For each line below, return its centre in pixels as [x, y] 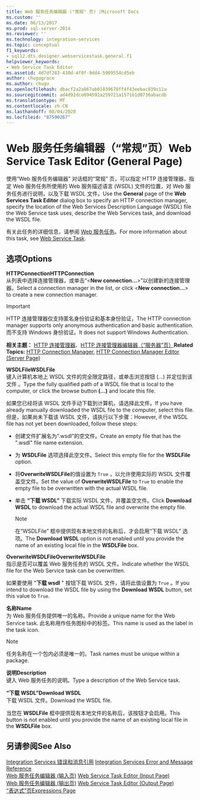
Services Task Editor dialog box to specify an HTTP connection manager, [97, 200]
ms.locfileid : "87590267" [38, 117]
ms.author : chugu [28, 84]
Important [18, 306]
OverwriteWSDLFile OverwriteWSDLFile [56, 557]
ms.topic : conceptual [33, 45]
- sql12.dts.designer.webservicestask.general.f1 [69, 56]
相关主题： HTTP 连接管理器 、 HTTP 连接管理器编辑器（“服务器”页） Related [100, 345]
